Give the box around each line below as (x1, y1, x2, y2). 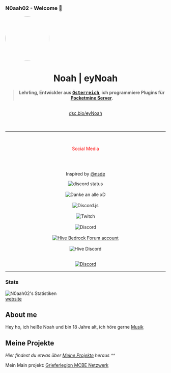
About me (5, 310, 37, 319)
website (5, 295, 22, 302)
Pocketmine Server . (70, 95, 113, 101)
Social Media (72, 145, 99, 152)
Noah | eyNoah (53, 72, 118, 84)
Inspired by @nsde (66, 171, 105, 177)
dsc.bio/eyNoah (68, 110, 103, 116)
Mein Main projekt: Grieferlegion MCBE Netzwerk (5, 362, 109, 368)
